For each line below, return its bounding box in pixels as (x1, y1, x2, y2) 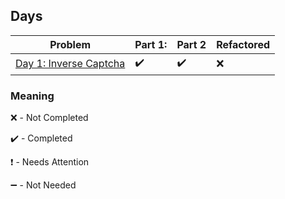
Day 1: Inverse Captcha (15, 57, 126, 71)
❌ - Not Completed (10, 112, 89, 124)
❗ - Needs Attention (10, 156, 90, 168)
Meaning (10, 89, 55, 103)
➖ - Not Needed (10, 179, 77, 191)
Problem (49, 37, 92, 51)
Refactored (216, 37, 271, 51)
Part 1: (134, 37, 168, 51)
